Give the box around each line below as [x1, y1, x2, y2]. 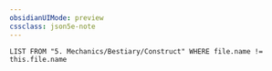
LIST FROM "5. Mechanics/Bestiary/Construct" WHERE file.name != [9, 46, 263, 56]
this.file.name [9, 55, 68, 64]
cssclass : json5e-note [9, 22, 96, 31]
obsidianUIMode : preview [9, 13, 104, 23]
